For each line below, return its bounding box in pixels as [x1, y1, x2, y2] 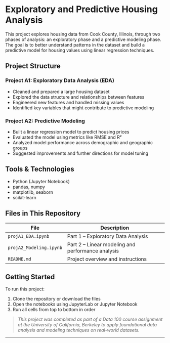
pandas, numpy [12, 184, 46, 190]
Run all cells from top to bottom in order [12, 307, 96, 313]
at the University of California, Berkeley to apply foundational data [17, 322, 157, 328]
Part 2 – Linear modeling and [67, 241, 136, 248]
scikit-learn [12, 194, 36, 200]
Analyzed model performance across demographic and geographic [12, 139, 153, 145]
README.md [8, 256, 31, 262]
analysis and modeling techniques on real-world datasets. [17, 327, 140, 333]
